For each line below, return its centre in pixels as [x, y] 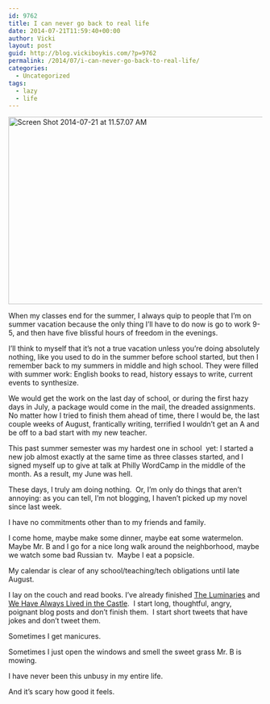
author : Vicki [32, 38]
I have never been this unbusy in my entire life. [86, 676]
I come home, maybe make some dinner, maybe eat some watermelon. [126, 538]
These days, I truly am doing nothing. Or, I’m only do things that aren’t [125, 489]
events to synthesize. [44, 383]
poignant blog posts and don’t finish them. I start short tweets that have [128, 612]
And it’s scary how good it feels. [62, 692]
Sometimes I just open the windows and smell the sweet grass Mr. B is [125, 652]
